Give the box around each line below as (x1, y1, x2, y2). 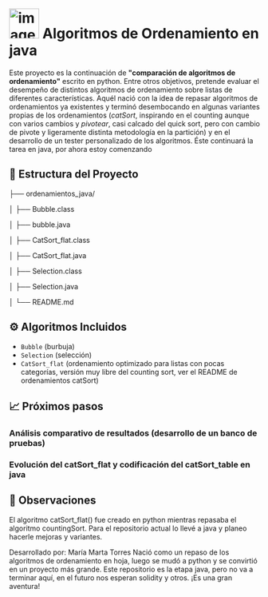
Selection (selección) (20, 350, 93, 360)
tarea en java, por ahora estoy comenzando (9, 144, 152, 153)
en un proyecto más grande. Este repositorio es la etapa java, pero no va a (9, 564, 254, 574)
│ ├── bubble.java (9, 220, 71, 229)
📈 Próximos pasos (9, 400, 104, 413)
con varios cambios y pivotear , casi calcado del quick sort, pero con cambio (9, 118, 260, 128)
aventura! (9, 581, 41, 591)
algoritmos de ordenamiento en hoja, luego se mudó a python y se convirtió (9, 555, 258, 565)
